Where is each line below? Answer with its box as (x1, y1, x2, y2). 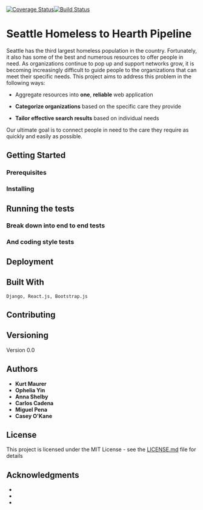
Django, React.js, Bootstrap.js (6, 293, 88, 300)
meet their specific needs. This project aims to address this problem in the (6, 73, 192, 80)
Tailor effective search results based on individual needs (15, 114, 159, 121)
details (6, 452, 23, 460)
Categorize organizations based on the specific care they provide (15, 102, 182, 110)
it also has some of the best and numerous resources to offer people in (6, 53, 184, 61)
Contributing (6, 310, 56, 320)
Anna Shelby (15, 393, 48, 400)
